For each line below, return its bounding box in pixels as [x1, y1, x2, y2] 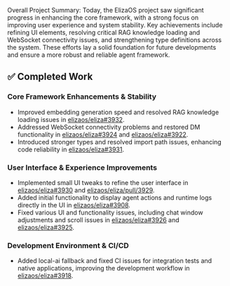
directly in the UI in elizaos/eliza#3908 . [17, 200, 131, 209]
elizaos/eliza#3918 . [17, 271, 74, 280]
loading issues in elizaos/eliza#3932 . [17, 115, 125, 123]
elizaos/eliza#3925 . [17, 223, 75, 231]
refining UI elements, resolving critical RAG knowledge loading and [7, 28, 201, 36]
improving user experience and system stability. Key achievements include [7, 21, 223, 29]
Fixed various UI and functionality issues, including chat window [17, 208, 203, 217]
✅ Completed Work [7, 71, 93, 83]
